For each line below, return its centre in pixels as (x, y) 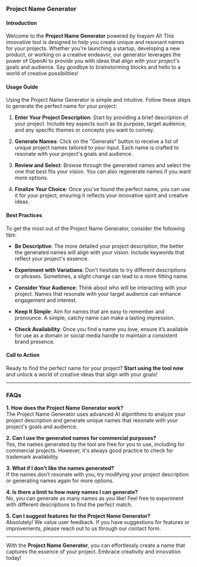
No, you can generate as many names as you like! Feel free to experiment (95, 498)
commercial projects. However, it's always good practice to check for (90, 451)
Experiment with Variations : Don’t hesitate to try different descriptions (100, 270)
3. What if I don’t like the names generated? (60, 468)
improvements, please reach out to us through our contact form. (84, 529)
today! (14, 558)
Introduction (21, 23)
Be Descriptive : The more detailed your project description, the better (99, 246)
